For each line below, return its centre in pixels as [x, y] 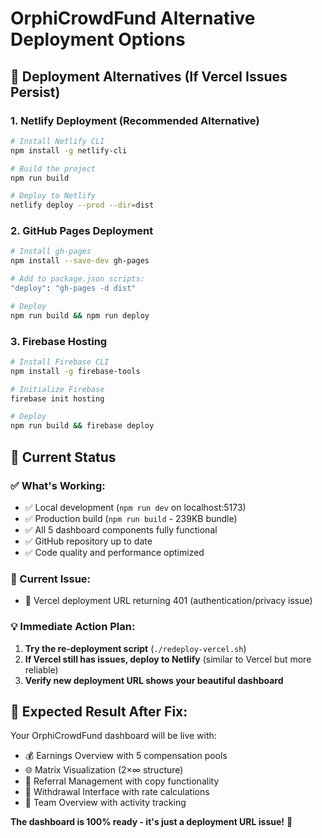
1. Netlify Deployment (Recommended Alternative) [135, 120]
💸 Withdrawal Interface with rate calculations [117, 792]
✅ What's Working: [58, 485]
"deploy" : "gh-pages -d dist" [73, 288]
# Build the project [53, 168]
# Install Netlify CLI [57, 141]
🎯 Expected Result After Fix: [99, 711]
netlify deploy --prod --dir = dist [82, 205]
